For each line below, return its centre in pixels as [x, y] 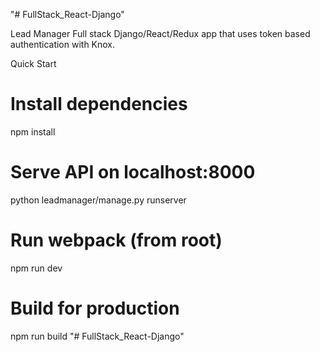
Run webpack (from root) [116, 240]
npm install [33, 131]
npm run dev [36, 268]
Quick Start [33, 63]
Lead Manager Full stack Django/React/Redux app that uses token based [160, 33]
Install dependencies [99, 104]
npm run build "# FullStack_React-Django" [97, 336]
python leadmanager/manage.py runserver [98, 200]
